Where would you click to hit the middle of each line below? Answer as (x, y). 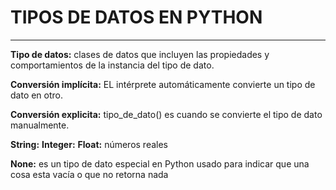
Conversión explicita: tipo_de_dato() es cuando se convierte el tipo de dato (166, 114)
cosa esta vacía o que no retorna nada (89, 174)
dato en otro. (37, 95)
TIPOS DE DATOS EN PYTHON (136, 17)
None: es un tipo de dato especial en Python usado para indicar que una (160, 163)
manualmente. (40, 125)
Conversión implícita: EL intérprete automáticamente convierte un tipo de (163, 84)
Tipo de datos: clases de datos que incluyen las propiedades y (140, 54)
